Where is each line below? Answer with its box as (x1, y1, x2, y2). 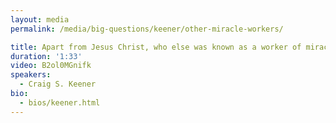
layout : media (10, 14, 70, 25)
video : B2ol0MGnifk (10, 61, 92, 71)
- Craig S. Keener (19, 79, 97, 90)
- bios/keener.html (19, 97, 101, 108)
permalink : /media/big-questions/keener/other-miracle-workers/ (10, 24, 284, 34)
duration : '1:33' (10, 51, 83, 61)
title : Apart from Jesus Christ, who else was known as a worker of (10, 42, 302, 52)
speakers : (10, 70, 52, 80)
